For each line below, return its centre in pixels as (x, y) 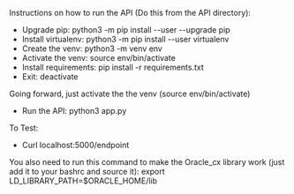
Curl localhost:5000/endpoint (75, 145)
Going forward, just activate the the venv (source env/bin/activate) (130, 93)
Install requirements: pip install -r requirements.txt (113, 67)
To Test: (24, 128)
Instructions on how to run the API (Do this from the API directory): (130, 13)
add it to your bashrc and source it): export (87, 172)
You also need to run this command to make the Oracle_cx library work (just (147, 162)
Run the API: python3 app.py (74, 111)
